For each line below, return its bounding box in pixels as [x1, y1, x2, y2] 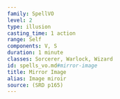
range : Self [7, 36, 42, 43]
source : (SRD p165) [7, 82, 64, 89]
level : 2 [7, 17, 33, 24]
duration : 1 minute [7, 49, 64, 56]
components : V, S [7, 43, 58, 49]
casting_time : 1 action [7, 29, 76, 37]
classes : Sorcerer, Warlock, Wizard [7, 56, 113, 63]
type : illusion [7, 23, 51, 30]
